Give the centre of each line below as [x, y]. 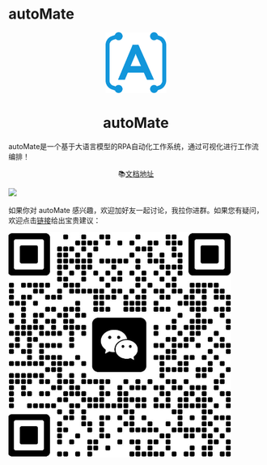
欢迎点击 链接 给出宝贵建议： [55, 220]
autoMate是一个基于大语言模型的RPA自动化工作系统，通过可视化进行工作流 [133, 146]
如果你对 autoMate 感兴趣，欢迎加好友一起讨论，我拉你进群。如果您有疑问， [136, 210]
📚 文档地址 [136, 173]
